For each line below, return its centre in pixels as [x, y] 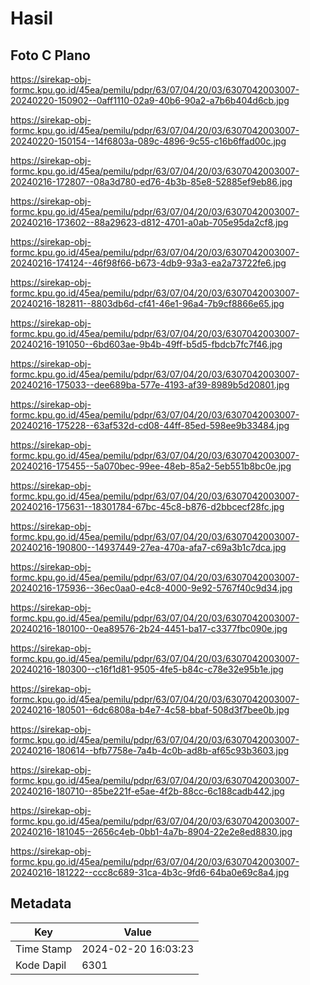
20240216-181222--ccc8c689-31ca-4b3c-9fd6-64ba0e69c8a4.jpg [150, 872]
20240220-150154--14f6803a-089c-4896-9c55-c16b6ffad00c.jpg [148, 141]
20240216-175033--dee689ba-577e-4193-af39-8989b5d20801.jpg [150, 385]
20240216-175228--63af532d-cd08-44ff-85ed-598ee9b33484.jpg [150, 425]
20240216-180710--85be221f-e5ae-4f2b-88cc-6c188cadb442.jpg [147, 791]
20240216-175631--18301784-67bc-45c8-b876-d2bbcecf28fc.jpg [147, 506]
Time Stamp [44, 949]
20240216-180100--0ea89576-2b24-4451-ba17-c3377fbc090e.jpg [149, 628]
